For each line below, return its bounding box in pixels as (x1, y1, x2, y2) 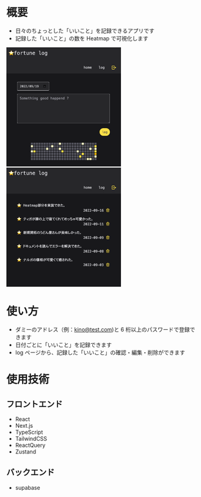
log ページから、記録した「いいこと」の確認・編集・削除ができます (15, 349, 185, 356)
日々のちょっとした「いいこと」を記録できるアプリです (15, 27, 155, 34)
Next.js (15, 422, 34, 430)
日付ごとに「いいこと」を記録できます (15, 341, 112, 349)
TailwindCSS (15, 435, 48, 442)
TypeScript (15, 428, 43, 436)
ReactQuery (15, 442, 46, 449)
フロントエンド (6, 399, 63, 409)
